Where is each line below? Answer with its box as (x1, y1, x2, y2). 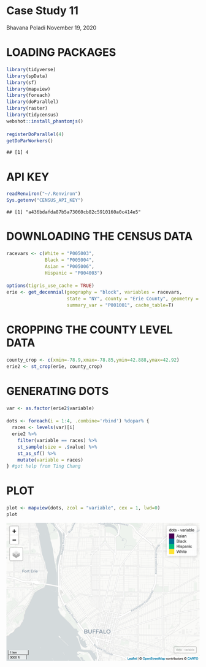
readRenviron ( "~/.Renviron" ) (6, 191, 81, 197)
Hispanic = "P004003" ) (45, 270, 103, 276)
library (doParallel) (6, 99, 59, 105)
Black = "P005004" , (45, 257, 95, 263)
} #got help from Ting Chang (6, 463, 81, 470)
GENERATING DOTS (6, 384, 109, 398)
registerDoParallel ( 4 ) (6, 131, 64, 137)
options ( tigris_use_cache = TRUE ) (6, 283, 95, 289)
